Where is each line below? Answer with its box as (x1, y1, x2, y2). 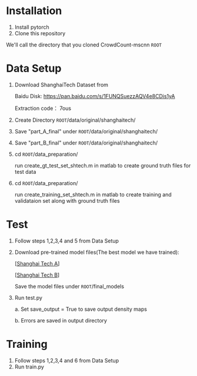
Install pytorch (14, 23, 49, 31)
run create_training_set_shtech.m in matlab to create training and (14, 191, 172, 198)
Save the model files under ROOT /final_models (14, 283, 125, 290)
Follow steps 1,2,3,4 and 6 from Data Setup (14, 357, 119, 364)
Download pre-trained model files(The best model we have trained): (14, 249, 179, 256)
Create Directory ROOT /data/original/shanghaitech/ (14, 116, 136, 123)
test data (14, 168, 36, 175)
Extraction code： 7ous (14, 105, 72, 112)
